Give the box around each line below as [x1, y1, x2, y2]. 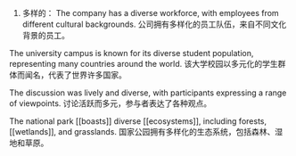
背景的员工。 [21, 30, 70, 40]
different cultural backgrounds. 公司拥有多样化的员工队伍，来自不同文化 [21, 19, 287, 29]
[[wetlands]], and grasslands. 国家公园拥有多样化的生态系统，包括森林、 [9, 127, 275, 136]
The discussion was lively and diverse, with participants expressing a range [9, 87, 287, 98]
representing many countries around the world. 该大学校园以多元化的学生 [9, 59, 278, 69]
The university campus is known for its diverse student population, [9, 48, 254, 58]
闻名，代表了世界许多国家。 [24, 70, 127, 80]
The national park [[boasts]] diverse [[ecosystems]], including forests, [9, 116, 267, 127]
